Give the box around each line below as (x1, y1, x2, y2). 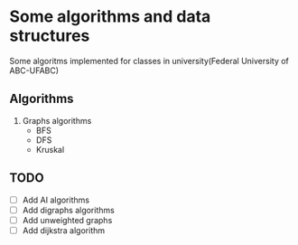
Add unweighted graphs (22, 214, 113, 225)
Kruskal (35, 144, 65, 155)
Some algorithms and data (9, 6, 211, 27)
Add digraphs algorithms (22, 204, 115, 215)
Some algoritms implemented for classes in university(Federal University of (9, 55, 289, 66)
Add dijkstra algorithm (22, 224, 106, 236)
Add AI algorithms (22, 194, 90, 205)
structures (9, 25, 90, 46)
